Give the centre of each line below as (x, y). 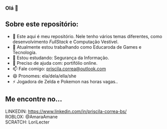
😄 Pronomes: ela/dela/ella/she (44, 76)
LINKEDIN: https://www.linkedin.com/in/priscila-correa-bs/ (66, 111)
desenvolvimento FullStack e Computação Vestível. (65, 42)
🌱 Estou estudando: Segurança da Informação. (61, 58)
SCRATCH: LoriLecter (27, 122)
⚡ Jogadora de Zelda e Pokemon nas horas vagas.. (65, 81)
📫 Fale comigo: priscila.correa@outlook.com (59, 69)
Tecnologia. (25, 52)
